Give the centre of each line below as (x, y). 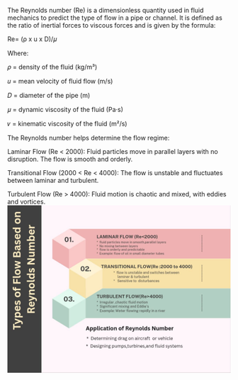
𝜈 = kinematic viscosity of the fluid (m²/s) (67, 124)
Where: (18, 53)
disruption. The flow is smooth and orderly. (70, 159)
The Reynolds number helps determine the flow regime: (89, 138)
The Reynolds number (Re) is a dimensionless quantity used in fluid (106, 10)
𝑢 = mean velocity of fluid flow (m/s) (60, 81)
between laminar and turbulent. (53, 180)
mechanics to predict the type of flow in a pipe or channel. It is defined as (115, 18)
